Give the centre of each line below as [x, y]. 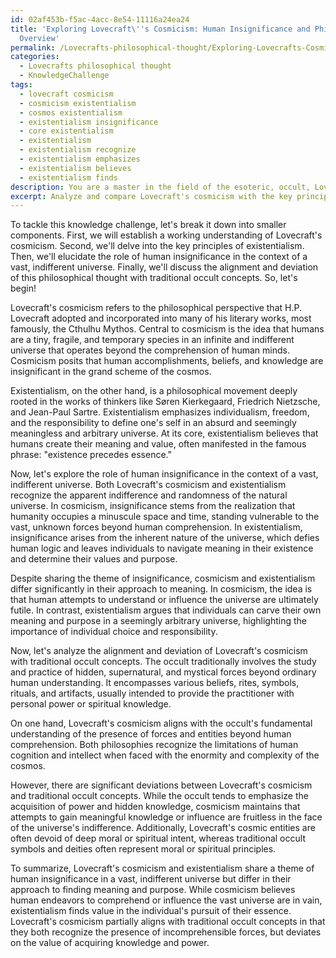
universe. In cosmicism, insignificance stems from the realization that [153, 506]
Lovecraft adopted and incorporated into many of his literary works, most [161, 318]
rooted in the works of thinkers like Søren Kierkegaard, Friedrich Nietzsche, [165, 402]
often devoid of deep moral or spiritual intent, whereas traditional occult [158, 838]
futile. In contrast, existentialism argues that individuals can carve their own [166, 610]
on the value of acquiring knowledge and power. [110, 943]
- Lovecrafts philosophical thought [95, 66]
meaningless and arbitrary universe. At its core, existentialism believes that [164, 433]
